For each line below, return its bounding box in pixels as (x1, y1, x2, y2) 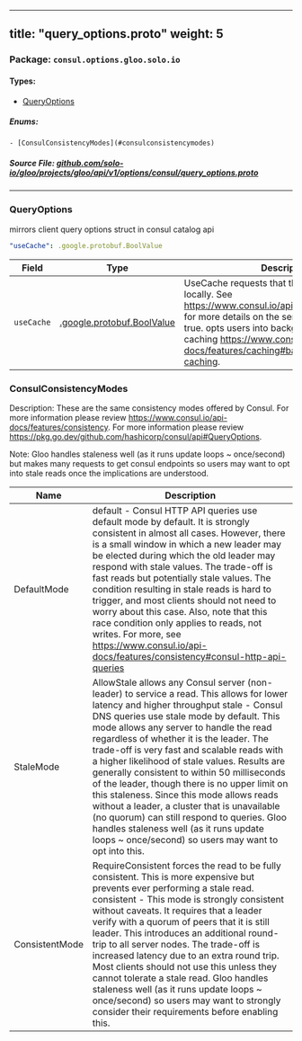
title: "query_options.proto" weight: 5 (9, 26, 224, 41)
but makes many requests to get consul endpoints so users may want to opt (9, 458, 290, 468)
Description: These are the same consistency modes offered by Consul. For (9, 402, 289, 414)
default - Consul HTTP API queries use (92, 504, 258, 517)
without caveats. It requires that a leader (92, 904, 262, 917)
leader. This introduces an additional (92, 927, 246, 939)
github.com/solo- (56, 158, 124, 169)
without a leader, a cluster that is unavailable (92, 799, 280, 812)
